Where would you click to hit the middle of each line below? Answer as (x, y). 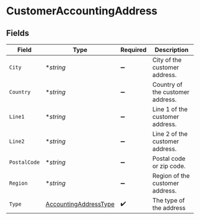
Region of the (171, 176)
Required (133, 50)
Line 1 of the (170, 109)
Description (171, 50)
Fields (18, 33)
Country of (167, 85)
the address (169, 208)
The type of (168, 200)
